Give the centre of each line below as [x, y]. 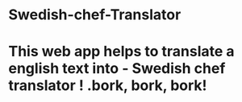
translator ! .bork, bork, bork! [108, 86]
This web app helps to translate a [122, 52]
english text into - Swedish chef [117, 69]
